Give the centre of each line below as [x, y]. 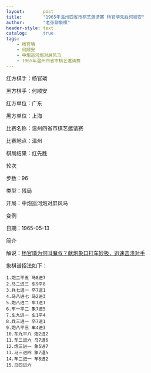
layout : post [30, 11]
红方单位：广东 [24, 103]
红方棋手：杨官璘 [27, 78]
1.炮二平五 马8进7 [26, 278]
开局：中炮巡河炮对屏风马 [37, 203]
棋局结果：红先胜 [27, 153]
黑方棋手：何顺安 [27, 90]
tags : [13, 39]
